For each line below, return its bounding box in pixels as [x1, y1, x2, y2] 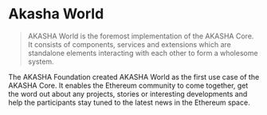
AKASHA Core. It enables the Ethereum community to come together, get [8, 81, 249, 90]
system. [27, 57, 54, 66]
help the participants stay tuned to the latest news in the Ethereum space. [8, 97, 250, 107]
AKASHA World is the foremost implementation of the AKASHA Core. [27, 31, 254, 41]
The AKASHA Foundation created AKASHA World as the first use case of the [8, 72, 260, 81]
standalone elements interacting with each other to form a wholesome [27, 48, 258, 57]
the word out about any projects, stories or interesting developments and [8, 89, 248, 98]
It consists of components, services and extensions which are [27, 39, 231, 49]
